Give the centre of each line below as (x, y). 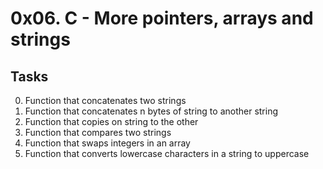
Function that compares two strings (98, 132)
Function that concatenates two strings (105, 100)
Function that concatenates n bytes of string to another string (151, 111)
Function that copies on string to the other (111, 121)
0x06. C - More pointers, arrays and (162, 18)
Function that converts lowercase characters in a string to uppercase (167, 153)
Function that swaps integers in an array (107, 143)
